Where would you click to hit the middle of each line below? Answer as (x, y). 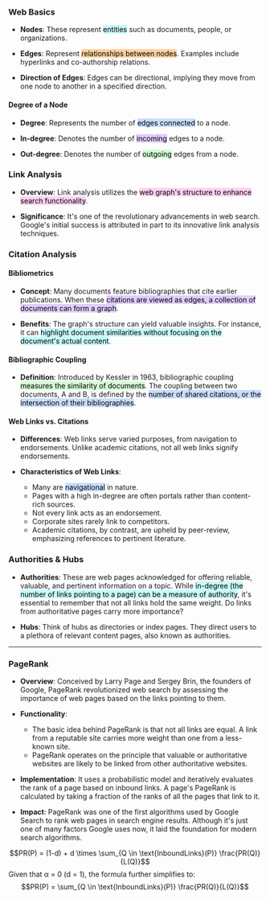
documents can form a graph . (69, 308)
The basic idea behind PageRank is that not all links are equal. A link (145, 729)
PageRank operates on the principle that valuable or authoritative (139, 755)
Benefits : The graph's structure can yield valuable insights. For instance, (141, 323)
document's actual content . (65, 341)
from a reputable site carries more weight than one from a (128, 737)
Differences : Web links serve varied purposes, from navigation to (128, 439)
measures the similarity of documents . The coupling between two (129, 386)
